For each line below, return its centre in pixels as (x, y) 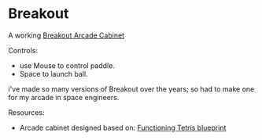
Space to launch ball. (54, 74)
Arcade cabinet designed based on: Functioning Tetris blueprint (123, 127)
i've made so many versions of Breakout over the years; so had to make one (131, 89)
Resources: (26, 112)
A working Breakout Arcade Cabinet (66, 35)
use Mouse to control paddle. (67, 65)
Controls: (23, 50)
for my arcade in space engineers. (64, 97)
